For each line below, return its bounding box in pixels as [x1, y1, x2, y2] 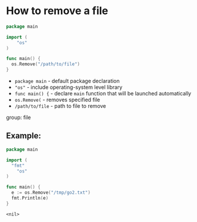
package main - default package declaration [14, 78, 120, 85]
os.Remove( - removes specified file [14, 96, 101, 104]
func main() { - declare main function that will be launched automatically [14, 90, 192, 97]
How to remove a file [6, 4, 109, 18]
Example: [6, 131, 41, 141]
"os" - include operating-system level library [14, 84, 122, 91]
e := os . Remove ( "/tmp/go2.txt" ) [11, 190, 91, 196]
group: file [6, 114, 31, 121]
